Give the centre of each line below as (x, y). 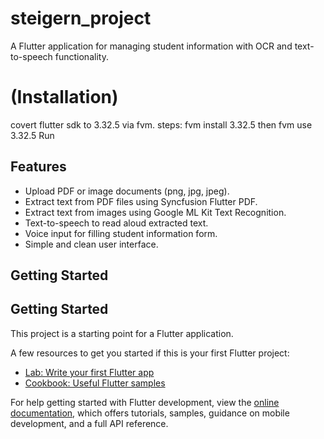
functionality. (81, 56)
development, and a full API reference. (89, 423)
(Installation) (64, 97)
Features (38, 167)
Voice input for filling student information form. (121, 233)
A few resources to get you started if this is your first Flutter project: (150, 353)
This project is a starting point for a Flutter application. (122, 333)
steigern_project (81, 18)
